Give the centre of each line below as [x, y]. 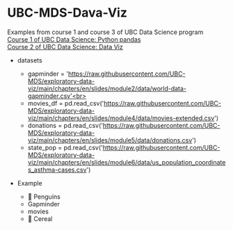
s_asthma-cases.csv [57, 170]
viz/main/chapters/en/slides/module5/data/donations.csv [110, 140]
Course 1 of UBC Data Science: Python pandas [74, 39]
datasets [30, 60]
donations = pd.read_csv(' [65, 125]
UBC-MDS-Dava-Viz [67, 13]
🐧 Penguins [44, 197]
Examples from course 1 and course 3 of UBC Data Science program [105, 32]
